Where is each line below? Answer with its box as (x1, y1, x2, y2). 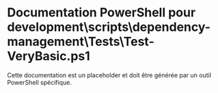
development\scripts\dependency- (7, 19, 210, 35)
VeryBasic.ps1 (7, 49, 90, 64)
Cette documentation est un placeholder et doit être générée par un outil (7, 70, 212, 79)
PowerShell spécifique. (7, 78, 72, 86)
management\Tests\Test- (7, 34, 155, 49)
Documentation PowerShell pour (7, 5, 196, 21)
